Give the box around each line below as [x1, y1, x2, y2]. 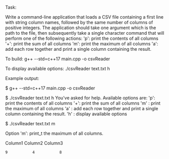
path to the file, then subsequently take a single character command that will [5, 30, 164, 36]
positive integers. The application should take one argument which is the [5, 25, 156, 31]
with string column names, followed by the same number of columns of [5, 20, 153, 25]
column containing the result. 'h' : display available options [5, 111, 127, 117]
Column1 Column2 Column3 [5, 140, 63, 146]
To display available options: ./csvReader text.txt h [5, 65, 110, 71]
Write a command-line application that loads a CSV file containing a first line [5, 14, 164, 20]
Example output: [5, 75, 39, 81]
